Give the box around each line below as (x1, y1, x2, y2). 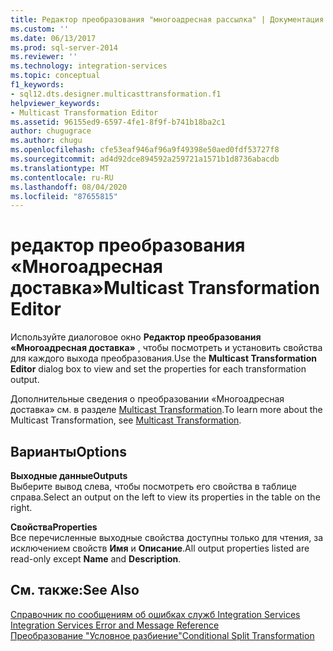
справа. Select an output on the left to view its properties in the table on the (10, 491, 321, 503)
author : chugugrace (10, 126, 92, 136)
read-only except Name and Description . (10, 553, 182, 565)
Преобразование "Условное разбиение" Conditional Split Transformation (10, 629, 315, 641)
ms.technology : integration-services (10, 61, 168, 71)
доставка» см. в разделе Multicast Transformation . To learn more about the (10, 404, 323, 416)
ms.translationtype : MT (10, 163, 110, 173)
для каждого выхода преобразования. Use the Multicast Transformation (10, 352, 317, 365)
